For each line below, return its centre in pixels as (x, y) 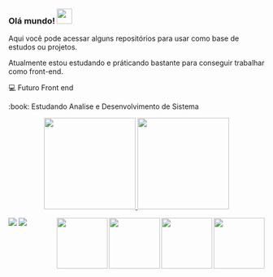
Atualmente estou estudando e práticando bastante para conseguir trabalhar (136, 63)
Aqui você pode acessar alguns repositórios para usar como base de (124, 39)
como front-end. (36, 71)
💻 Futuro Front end (41, 88)
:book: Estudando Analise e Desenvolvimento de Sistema (104, 106)
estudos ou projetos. (43, 47)
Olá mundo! (32, 20)
